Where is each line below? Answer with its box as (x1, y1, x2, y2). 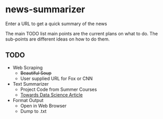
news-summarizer (5, 4, 85, 15)
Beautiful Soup (20, 70, 52, 76)
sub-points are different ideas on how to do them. (5, 36, 110, 42)
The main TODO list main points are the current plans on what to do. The (5, 30, 158, 36)
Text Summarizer (12, 81, 49, 87)
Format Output (12, 97, 44, 103)
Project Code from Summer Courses (20, 86, 97, 92)
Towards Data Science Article (20, 91, 83, 98)
